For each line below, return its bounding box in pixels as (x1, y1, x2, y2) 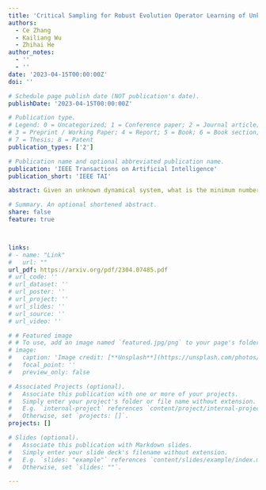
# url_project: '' (8, 295, 69, 303)
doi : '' (8, 78, 34, 85)
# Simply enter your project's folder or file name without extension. (8, 397, 257, 405)
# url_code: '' (8, 273, 59, 281)
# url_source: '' (8, 310, 66, 317)
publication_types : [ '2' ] (8, 143, 93, 151)
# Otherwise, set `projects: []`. (8, 412, 129, 420)
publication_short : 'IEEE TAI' (8, 172, 112, 180)
